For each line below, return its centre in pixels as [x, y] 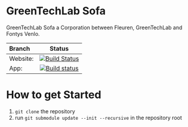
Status [59, 48]
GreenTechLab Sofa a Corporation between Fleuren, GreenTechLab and [94, 27]
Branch [20, 48]
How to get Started [54, 95]
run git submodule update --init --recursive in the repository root [98, 117]
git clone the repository [45, 111]
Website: [21, 58]
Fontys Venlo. [23, 33]
